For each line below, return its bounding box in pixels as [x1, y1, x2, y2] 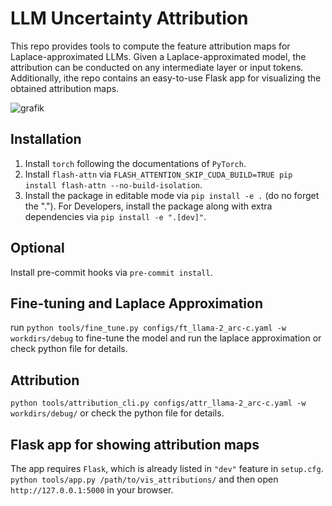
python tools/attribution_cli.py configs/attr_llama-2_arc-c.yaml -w [10, 398, 307, 409]
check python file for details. [10, 343, 128, 355]
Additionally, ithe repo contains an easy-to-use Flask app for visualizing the [10, 72, 322, 84]
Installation [10, 131, 82, 148]
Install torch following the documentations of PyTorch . [24, 157, 247, 169]
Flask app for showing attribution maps [10, 436, 260, 453]
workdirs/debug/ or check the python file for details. [10, 407, 225, 419]
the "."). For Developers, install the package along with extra [24, 200, 273, 212]
